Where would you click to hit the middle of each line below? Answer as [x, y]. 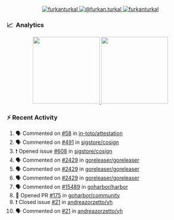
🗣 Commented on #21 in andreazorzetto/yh [69, 210]
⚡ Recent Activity [32, 118]
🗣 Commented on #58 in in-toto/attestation [69, 133]
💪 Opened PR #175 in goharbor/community [68, 195]
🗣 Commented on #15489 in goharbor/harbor [72, 187]
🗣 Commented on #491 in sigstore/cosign [67, 142]
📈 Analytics [26, 25]
